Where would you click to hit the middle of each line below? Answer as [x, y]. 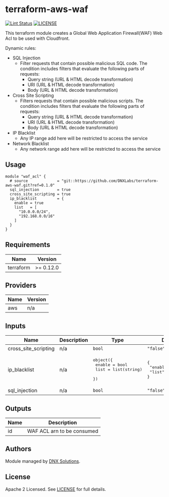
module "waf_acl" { [26, 176]
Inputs [16, 326]
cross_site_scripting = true [40, 194]
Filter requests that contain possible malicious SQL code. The [83, 63]
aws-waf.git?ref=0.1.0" [30, 185]
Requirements [28, 245]
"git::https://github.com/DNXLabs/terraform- [110, 181]
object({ [103, 360]
